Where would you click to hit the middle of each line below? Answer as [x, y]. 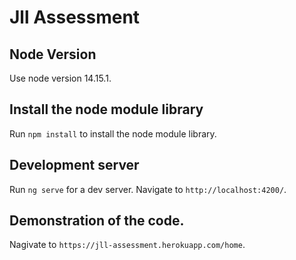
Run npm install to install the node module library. [113, 133]
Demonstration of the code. [97, 221]
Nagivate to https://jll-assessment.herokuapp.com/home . [127, 245]
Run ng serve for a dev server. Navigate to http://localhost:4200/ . [148, 189]
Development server [74, 165]
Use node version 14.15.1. [60, 78]
